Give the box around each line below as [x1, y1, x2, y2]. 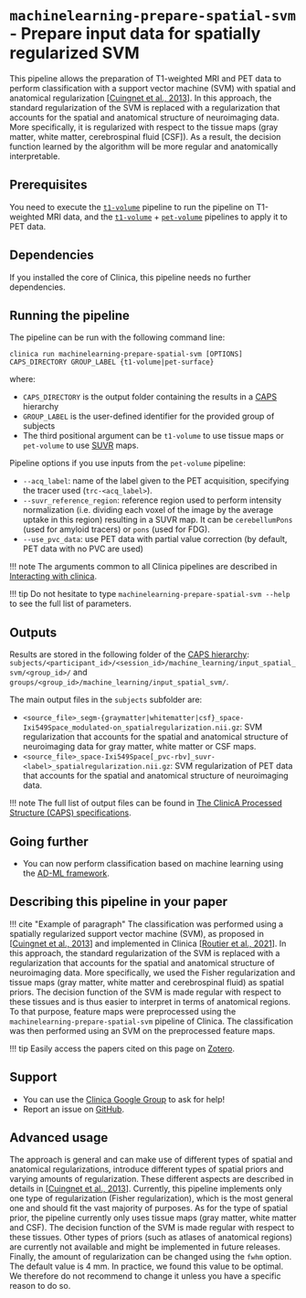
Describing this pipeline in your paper [9, 894, 228, 910]
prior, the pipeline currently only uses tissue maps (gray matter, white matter [9, 1212, 297, 1223]
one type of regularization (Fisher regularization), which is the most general [9, 1193, 294, 1204]
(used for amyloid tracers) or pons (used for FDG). [22, 524, 210, 535]
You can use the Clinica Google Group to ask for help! [22, 1093, 226, 1104]
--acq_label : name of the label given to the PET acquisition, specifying [22, 475, 290, 486]
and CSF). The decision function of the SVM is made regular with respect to [9, 1222, 295, 1233]
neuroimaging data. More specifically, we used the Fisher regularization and [9, 967, 295, 978]
